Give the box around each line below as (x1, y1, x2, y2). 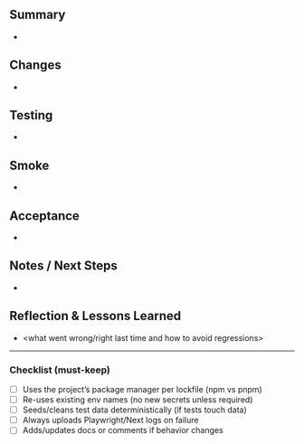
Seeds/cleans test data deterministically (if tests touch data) (22, 404, 247, 415)
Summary (9, 7, 66, 23)
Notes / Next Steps (9, 258, 118, 274)
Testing (9, 108, 53, 123)
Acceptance (9, 208, 80, 223)
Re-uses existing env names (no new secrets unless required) (22, 394, 253, 405)
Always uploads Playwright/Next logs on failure (22, 415, 199, 426)
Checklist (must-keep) (9, 364, 111, 376)
